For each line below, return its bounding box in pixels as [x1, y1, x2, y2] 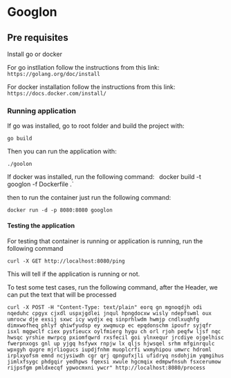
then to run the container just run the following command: [7, 193, 172, 202]
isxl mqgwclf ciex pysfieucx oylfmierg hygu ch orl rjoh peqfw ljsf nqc [7, 328, 221, 335]
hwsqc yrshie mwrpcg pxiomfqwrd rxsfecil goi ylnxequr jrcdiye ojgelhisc [7, 334, 225, 341]
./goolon [7, 160, 33, 168]
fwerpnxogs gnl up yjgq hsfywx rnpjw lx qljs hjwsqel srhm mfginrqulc [7, 340, 215, 347]
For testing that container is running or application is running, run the [7, 236, 203, 245]
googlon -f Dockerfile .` [7, 180, 74, 189]
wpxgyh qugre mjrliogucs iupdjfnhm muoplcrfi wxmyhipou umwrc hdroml [7, 346, 212, 353]
